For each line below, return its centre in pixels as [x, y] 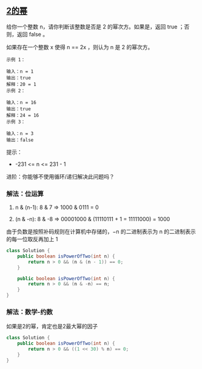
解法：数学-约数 [30, 312]
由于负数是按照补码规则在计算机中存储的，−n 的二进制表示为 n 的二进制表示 [101, 231]
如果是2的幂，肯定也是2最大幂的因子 [52, 327]
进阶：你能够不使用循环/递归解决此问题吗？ [61, 176]
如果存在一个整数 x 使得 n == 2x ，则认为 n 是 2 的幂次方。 [80, 47]
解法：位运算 [25, 194]
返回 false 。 [32, 34]
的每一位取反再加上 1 [32, 239]
